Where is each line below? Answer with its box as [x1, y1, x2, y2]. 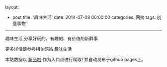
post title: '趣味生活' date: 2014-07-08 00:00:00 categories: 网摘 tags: [12, 14, 156, 20]
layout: [5, 4, 19, 10]
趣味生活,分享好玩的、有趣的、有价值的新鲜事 [5, 35, 98, 41]
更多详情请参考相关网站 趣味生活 [5, 46, 72, 52]
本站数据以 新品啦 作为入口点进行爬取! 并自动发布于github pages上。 [5, 57, 146, 62]
